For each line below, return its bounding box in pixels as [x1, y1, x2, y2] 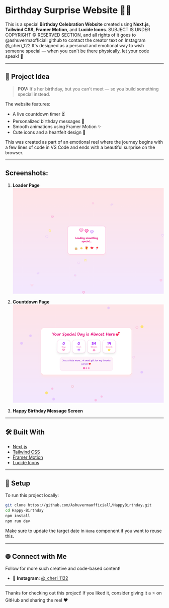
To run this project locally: [5, 492, 59, 498]
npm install [5, 513, 30, 518]
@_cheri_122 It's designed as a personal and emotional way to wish [5, 42, 144, 48]
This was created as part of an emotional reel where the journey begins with [5, 139, 163, 145]
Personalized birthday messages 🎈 [12, 118, 84, 124]
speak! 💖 [5, 53, 24, 59]
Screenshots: [5, 169, 49, 177]
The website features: [5, 100, 51, 107]
